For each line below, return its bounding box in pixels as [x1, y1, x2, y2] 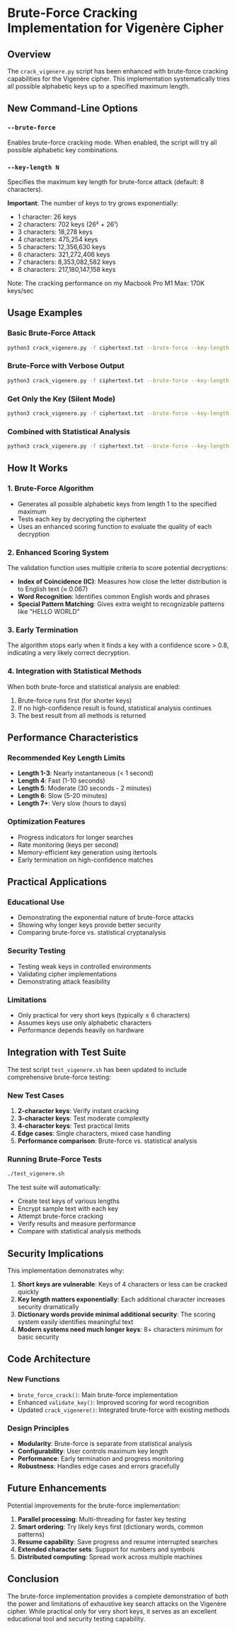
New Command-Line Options [7, 103, 138, 115]
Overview [7, 48, 52, 60]
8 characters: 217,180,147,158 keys [17, 265, 116, 273]
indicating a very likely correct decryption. [7, 649, 131, 657]
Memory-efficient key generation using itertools [17, 848, 157, 856]
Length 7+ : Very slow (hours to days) [17, 799, 127, 808]
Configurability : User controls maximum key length [17, 1447, 168, 1455]
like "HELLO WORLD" [17, 608, 80, 616]
